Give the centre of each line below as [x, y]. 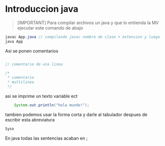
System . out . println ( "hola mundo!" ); [52, 105]
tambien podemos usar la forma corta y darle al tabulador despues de [76, 115]
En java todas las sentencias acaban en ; [46, 138]
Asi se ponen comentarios [32, 51]
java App [14, 41]
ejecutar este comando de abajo [50, 28]
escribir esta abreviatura [30, 119]
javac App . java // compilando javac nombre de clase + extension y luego [83, 37]
